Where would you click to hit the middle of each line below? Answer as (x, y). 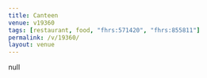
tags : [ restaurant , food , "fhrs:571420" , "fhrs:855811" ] (104, 30)
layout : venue (32, 45)
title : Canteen (33, 15)
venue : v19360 (32, 23)
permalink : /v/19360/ (44, 37)
